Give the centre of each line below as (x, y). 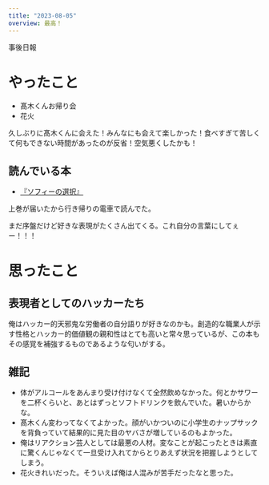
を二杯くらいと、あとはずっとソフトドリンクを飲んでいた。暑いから (132, 402)
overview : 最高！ (35, 23)
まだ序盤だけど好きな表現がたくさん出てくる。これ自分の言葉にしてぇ (124, 226)
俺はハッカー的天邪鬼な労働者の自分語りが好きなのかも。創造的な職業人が (131, 324)
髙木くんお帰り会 (48, 106)
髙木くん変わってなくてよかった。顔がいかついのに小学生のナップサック (139, 422)
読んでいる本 (40, 170)
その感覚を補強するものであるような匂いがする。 (89, 344)
